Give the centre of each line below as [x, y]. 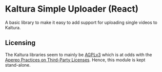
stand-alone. [18, 65]
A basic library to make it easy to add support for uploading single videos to [81, 22]
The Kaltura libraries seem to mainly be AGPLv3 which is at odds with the [79, 54]
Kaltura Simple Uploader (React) [72, 9]
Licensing [20, 43]
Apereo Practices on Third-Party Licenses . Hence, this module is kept [75, 60]
